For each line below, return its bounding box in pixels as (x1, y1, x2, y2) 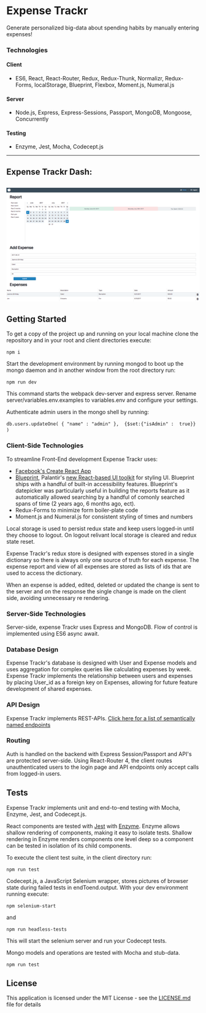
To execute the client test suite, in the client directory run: (6, 853, 152, 861)
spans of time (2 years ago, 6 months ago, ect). (15, 499, 136, 507)
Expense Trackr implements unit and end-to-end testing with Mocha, (6, 804, 181, 811)
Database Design (6, 645, 59, 653)
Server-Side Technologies (6, 609, 86, 618)
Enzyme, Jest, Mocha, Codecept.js (15, 143, 104, 150)
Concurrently (15, 115, 49, 123)
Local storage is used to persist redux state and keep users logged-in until (6, 525, 194, 532)
